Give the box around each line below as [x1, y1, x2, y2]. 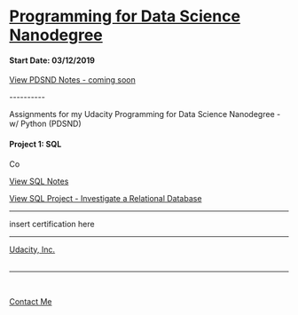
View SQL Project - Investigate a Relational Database [9, 193, 202, 203]
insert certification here [9, 218, 95, 229]
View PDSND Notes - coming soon [9, 75, 136, 85]
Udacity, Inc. [9, 244, 56, 255]
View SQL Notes [9, 176, 69, 186]
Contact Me [9, 295, 52, 307]
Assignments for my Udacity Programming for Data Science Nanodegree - [9, 109, 281, 120]
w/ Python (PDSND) [9, 118, 82, 130]
